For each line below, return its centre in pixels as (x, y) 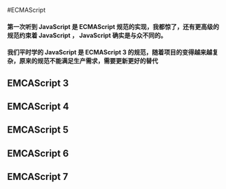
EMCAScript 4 (38, 106)
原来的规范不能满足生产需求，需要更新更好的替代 (89, 61)
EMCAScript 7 (38, 177)
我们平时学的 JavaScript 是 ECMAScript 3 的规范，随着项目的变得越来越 (110, 52)
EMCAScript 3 (38, 83)
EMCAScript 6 (38, 153)
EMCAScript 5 (38, 130)
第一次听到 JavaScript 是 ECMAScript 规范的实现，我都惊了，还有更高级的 (113, 26)
